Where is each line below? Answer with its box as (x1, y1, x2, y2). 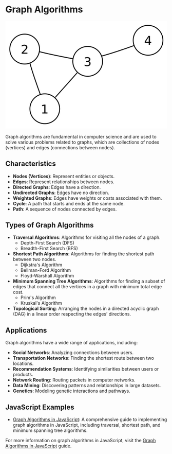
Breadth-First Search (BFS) (20, 246, 78, 252)
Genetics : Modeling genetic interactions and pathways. (12, 388, 130, 394)
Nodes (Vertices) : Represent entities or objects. (12, 173, 115, 179)
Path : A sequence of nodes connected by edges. (12, 206, 117, 212)
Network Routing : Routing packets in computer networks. (12, 377, 136, 383)
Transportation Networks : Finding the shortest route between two (12, 355, 154, 361)
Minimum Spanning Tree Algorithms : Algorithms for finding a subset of (12, 278, 165, 284)
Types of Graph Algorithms (5, 221, 94, 230)
